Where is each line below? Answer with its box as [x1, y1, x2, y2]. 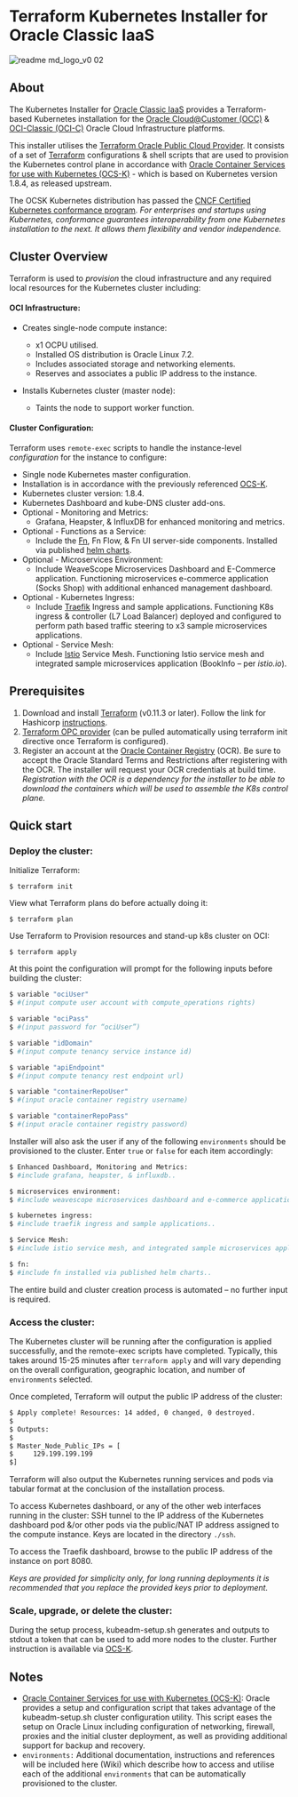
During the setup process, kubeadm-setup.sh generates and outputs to [9, 1625, 270, 1635]
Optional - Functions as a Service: [21, 525, 146, 536]
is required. [9, 1294, 51, 1304]
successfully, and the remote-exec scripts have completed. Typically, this [9, 1345, 278, 1357]
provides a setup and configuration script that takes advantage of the [21, 1703, 277, 1713]
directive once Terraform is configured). [21, 735, 169, 746]
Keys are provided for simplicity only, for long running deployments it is [9, 1573, 270, 1584]
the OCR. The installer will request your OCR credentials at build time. [21, 764, 277, 774]
